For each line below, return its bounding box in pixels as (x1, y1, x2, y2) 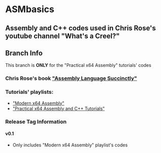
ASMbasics (5, 4, 55, 15)
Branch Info (5, 49, 43, 57)
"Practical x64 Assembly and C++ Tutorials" (12, 105, 105, 111)
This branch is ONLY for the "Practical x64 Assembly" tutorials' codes (5, 62, 151, 68)
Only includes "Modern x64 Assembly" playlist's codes (12, 142, 128, 148)
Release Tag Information (5, 118, 67, 125)
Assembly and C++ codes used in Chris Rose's (5, 24, 156, 32)
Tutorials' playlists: (5, 89, 54, 96)
